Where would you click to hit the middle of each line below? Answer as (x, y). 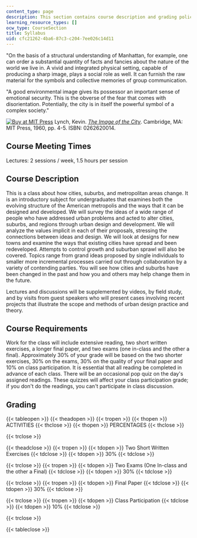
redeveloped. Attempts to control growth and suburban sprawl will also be (96, 249)
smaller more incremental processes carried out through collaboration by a (96, 261)
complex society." (28, 110)
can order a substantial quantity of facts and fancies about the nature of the (98, 62)
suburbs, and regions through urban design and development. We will (90, 224)
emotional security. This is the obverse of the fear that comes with (86, 98)
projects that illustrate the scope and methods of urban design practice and (97, 304)
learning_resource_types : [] (42, 22)
